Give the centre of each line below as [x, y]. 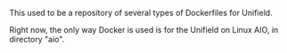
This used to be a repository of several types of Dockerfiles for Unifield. [141, 13]
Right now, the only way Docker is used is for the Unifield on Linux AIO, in [144, 30]
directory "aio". [37, 39]
